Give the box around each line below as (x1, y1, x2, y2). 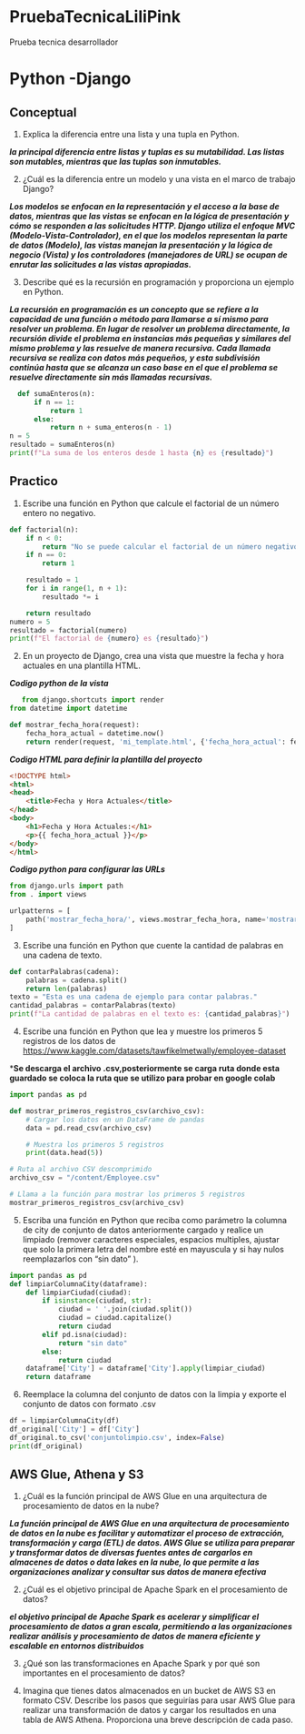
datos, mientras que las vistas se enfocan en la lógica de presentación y (9, 210, 290, 221)
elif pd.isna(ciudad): (42, 1330, 128, 1339)
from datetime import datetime (9, 704, 128, 714)
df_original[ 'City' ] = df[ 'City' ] (9, 1425, 141, 1434)
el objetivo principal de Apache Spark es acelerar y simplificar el (9, 1611, 260, 1622)
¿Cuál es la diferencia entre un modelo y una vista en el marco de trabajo (22, 173, 296, 184)
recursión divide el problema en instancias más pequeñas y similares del (9, 332, 291, 343)
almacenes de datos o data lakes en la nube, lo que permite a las (9, 1557, 260, 1567)
